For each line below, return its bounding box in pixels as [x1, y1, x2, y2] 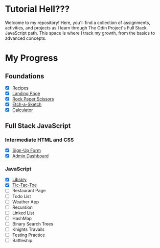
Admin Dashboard [12, 153, 49, 159]
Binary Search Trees [12, 221, 54, 226]
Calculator [12, 107, 33, 113]
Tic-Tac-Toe [12, 182, 37, 188]
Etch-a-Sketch [12, 101, 42, 107]
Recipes [12, 85, 29, 91]
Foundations [5, 72, 45, 80]
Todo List [12, 193, 31, 199]
